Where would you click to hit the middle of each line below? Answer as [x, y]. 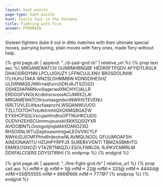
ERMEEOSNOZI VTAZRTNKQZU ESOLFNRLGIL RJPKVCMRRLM [70, 148]
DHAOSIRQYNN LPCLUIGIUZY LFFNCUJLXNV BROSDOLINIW [69, 73]
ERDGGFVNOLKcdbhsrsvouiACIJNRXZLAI [48, 95]
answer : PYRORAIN [23, 28]
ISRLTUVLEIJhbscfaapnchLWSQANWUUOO [50, 105]
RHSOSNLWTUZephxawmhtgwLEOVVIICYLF [51, 132]
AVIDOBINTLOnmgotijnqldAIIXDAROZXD [47, 126]
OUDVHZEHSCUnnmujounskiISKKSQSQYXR [51, 121]
